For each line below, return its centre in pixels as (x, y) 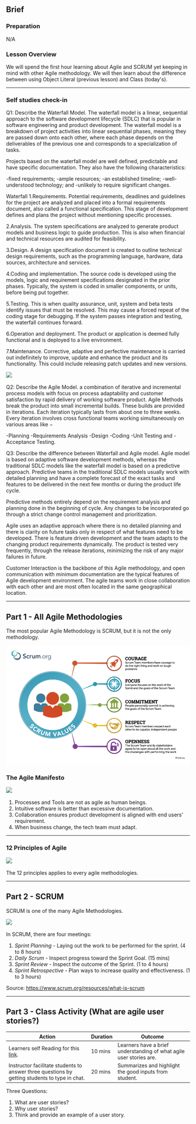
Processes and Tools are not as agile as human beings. (80, 802)
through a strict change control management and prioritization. (82, 515)
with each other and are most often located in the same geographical (89, 587)
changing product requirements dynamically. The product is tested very (92, 544)
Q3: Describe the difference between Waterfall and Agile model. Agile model (98, 453)
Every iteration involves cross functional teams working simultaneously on (95, 418)
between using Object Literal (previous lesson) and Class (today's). (87, 79)
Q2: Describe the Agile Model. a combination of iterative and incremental (94, 387)
